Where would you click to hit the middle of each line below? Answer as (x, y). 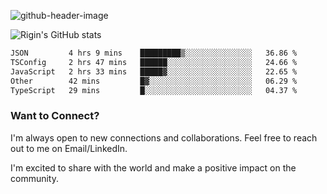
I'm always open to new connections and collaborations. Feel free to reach (164, 137)
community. (34, 178)
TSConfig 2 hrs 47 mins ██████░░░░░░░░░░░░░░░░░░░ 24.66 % (154, 62)
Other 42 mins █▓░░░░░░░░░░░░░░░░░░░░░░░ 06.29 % (154, 81)
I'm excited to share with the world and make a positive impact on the (153, 167)
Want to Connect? (55, 116)
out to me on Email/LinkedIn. (69, 148)
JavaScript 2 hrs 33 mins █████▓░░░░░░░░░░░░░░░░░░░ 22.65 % (154, 71)
